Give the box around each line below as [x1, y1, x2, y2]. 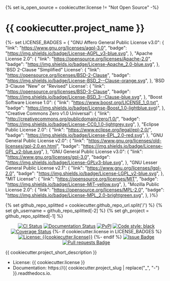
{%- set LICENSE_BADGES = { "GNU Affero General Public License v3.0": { [5, 39, 164, 45]
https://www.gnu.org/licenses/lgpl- [87, 164, 162, 171]
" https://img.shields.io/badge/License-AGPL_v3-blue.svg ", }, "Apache [5, 50, 153, 56]
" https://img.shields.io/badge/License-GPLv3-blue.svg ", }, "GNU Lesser [5, 159, 158, 165]
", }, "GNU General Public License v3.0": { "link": [41, 148, 143, 155]
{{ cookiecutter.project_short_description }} [5, 249, 97, 255]
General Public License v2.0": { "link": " [5, 137, 89, 143]
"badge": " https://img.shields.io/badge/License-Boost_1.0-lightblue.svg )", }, [5, 105, 165, 111]
